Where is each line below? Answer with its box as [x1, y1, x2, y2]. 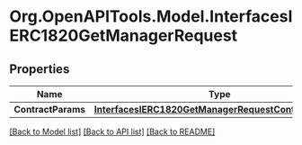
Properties [9, 61, 70, 77]
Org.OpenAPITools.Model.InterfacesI [9, 6, 293, 27]
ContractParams [13, 104, 85, 115]
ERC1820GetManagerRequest [9, 25, 238, 46]
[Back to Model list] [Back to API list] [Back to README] [9, 126, 216, 137]
